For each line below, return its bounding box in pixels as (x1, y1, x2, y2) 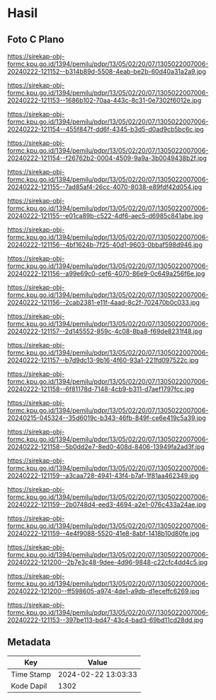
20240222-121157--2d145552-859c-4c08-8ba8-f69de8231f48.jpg (7, 327, 203, 335)
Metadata (7, 636, 51, 648)
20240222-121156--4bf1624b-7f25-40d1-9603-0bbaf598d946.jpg (7, 240, 203, 249)
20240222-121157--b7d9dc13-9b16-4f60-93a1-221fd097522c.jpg (7, 356, 199, 364)
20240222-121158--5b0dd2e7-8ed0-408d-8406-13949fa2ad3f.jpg (7, 443, 205, 451)
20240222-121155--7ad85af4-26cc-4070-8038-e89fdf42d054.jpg (7, 183, 203, 191)
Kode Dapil (11, 681, 47, 691)
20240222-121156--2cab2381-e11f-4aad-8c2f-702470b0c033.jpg (7, 298, 200, 306)
